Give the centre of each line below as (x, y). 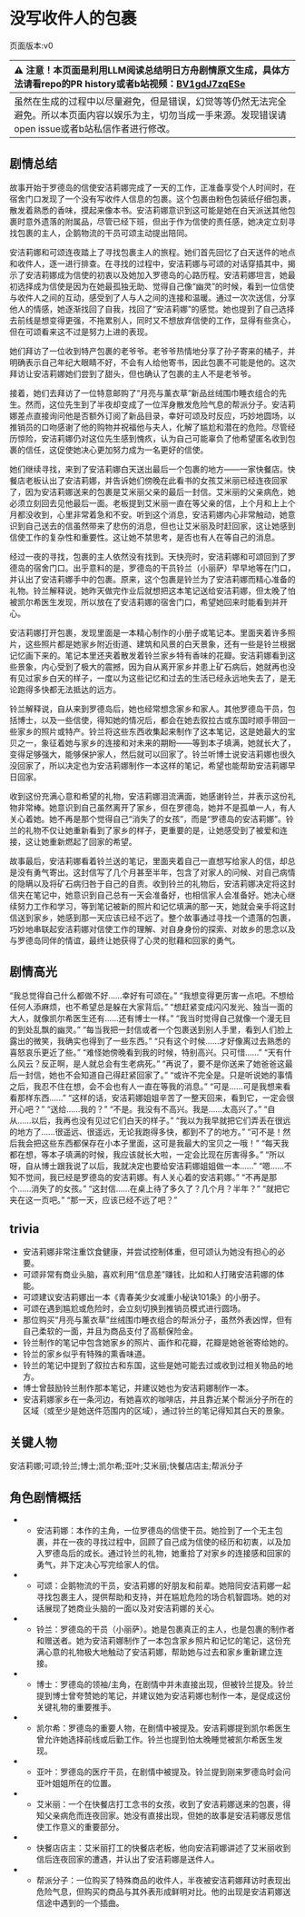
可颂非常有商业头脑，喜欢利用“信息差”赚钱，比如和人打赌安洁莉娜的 (149, 1275)
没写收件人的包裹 (74, 19)
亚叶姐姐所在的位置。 (76, 1783)
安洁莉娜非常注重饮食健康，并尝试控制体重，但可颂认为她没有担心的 (150, 1252)
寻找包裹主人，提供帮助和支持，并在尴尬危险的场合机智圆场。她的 (159, 1597)
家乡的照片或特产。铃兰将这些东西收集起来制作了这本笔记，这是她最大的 (152, 731)
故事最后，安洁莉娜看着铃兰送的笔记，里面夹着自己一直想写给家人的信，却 (148, 860)
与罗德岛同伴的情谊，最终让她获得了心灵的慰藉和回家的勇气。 (125, 940)
